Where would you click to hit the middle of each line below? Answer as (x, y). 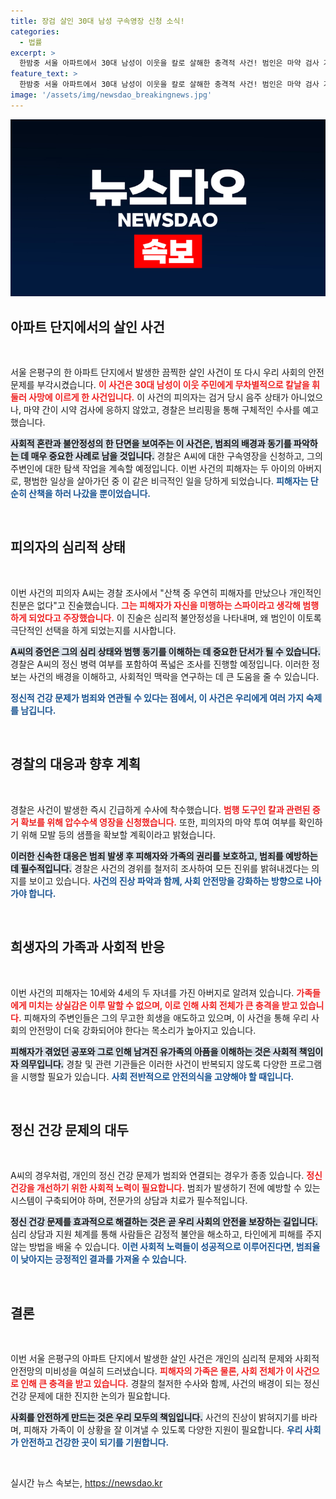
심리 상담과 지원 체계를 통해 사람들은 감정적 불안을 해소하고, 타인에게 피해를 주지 (166, 1234)
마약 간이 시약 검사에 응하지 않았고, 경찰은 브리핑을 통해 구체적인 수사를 (162, 410)
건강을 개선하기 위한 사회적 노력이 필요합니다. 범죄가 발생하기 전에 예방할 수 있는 (165, 1188)
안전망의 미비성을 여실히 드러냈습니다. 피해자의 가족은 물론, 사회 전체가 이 (152, 1371)
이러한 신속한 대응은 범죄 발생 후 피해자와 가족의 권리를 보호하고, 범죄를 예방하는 (164, 856)
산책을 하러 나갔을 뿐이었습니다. (90, 494)
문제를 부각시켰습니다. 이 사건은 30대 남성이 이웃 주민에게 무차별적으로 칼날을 (160, 385)
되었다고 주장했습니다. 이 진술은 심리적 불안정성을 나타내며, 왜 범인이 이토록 (175, 617)
